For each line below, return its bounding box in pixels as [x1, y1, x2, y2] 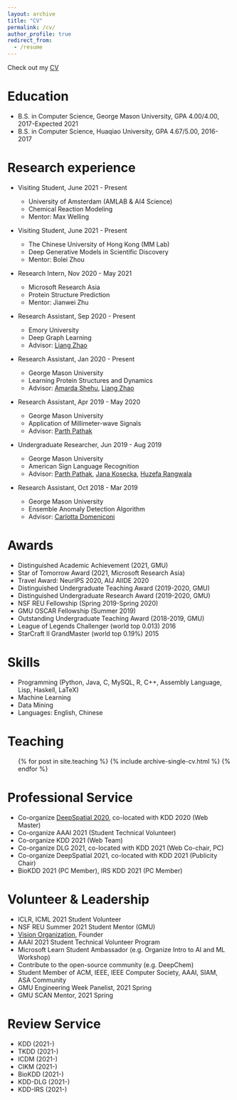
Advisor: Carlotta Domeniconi [28, 512, 115, 521]
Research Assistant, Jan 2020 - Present [17, 354, 135, 363]
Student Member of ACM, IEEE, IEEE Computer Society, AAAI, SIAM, [17, 968, 218, 976]
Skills [7, 654, 41, 670]
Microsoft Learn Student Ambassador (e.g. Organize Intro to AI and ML [17, 945, 226, 954]
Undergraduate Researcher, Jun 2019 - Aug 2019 [17, 440, 162, 449]
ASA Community [17, 976, 66, 984]
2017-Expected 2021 [17, 119, 78, 128]
